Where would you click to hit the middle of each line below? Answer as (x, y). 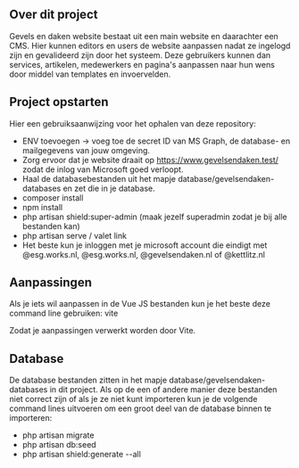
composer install (53, 197)
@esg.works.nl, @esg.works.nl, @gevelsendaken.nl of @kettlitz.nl (144, 254)
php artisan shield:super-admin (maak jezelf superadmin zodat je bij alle (154, 217)
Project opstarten (59, 102)
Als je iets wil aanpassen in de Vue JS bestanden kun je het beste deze (140, 304)
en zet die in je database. (109, 188)
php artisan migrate (58, 435)
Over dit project (54, 15)
